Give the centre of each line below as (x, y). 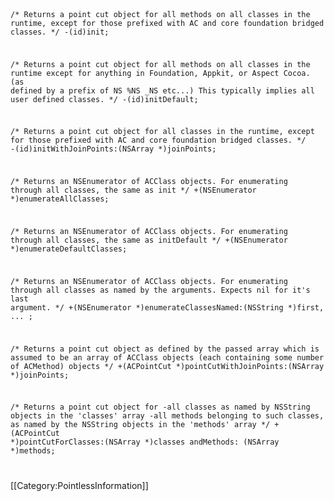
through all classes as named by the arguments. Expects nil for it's (160, 290)
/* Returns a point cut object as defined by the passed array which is (165, 349)
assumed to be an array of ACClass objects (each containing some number (167, 357)
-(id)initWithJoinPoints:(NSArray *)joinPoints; (113, 149)
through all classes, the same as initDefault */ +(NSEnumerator (149, 240)
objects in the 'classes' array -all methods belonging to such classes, (167, 416)
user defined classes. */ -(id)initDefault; (104, 99)
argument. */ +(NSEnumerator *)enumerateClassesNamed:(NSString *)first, (167, 307)
